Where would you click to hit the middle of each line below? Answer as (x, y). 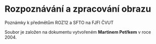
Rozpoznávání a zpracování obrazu (78, 9)
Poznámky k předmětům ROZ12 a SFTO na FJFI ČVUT (59, 22)
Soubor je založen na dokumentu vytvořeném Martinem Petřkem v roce (78, 32)
